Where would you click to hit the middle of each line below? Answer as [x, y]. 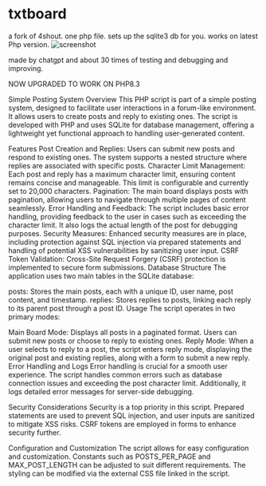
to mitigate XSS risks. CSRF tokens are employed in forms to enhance [122, 424]
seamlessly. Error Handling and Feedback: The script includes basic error [129, 207]
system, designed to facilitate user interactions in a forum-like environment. [132, 108]
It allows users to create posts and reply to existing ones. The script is [123, 116]
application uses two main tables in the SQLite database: [101, 275]
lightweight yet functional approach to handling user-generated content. [127, 133]
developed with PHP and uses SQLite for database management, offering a [131, 124]
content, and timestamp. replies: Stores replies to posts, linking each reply [130, 299]
